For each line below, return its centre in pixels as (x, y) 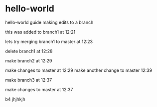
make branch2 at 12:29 (29, 60)
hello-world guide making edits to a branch (49, 22)
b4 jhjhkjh (15, 99)
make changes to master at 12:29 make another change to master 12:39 (79, 70)
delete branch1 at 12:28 (29, 51)
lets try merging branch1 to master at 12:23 (49, 41)
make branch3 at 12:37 (29, 80)
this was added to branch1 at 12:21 (40, 32)
